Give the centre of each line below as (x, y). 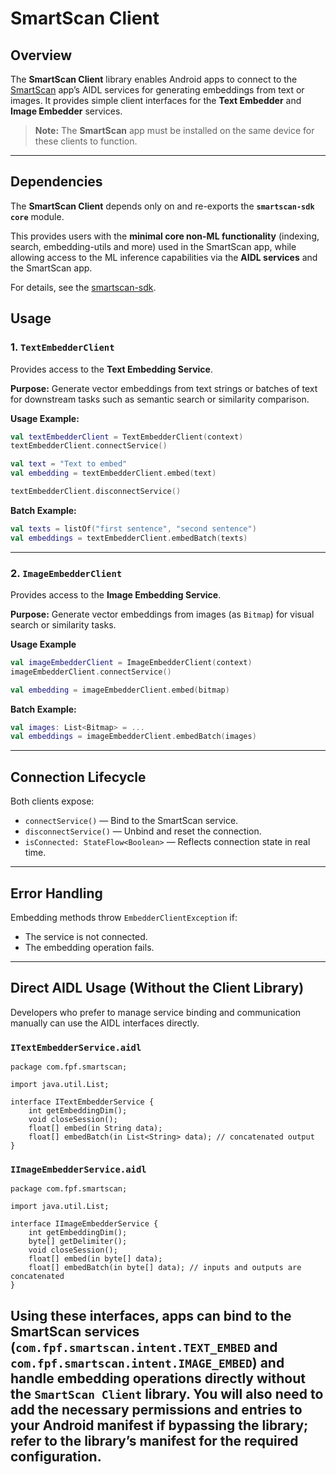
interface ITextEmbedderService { (82, 1102)
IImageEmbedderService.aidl (78, 1169)
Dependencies (56, 182)
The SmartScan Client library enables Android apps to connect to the (154, 79)
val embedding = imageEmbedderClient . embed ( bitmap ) (120, 690)
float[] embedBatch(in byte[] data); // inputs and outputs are (165, 1268)
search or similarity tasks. (63, 624)
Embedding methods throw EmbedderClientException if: (124, 917)
